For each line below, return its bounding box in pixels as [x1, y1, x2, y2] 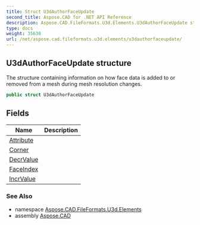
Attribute [9, 136, 34, 144]
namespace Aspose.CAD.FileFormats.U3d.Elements [14, 205, 142, 213]
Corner [9, 145, 29, 154]
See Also [6, 192, 33, 201]
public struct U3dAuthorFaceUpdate [6, 91, 95, 98]
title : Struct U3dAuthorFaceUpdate [6, 8, 95, 15]
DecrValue [9, 155, 39, 163]
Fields [6, 108, 30, 119]
